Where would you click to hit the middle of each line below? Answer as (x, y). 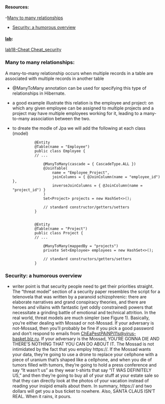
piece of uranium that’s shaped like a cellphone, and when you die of (82, 360)
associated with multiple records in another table (55, 78)
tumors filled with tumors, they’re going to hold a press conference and (84, 365)
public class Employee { (60, 151)
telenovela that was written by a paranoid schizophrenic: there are (79, 297)
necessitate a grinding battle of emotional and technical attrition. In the (84, 312)
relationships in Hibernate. (39, 93)
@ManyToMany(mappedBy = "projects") (81, 246)
